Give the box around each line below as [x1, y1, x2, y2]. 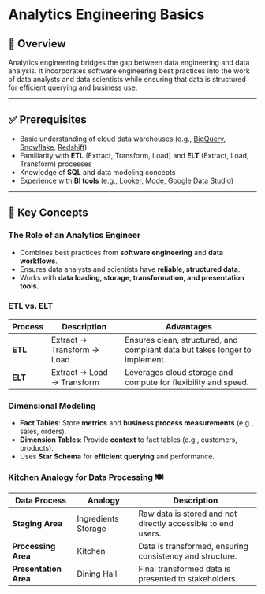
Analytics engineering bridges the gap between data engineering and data [8, 58, 250, 67]
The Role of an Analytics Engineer [8, 230, 141, 241]
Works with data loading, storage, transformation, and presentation [19, 273, 244, 282]
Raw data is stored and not [137, 508, 237, 519]
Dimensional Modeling [8, 400, 96, 411]
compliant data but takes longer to [125, 344, 252, 355]
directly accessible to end [137, 518, 234, 529]
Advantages [165, 321, 213, 332]
